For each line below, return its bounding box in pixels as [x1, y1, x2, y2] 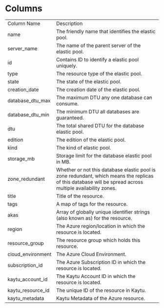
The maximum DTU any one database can [56, 94, 152, 101]
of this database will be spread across [56, 178, 143, 185]
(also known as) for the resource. [56, 214, 133, 221]
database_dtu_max [7, 97, 51, 104]
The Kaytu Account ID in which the [56, 273, 136, 280]
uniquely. [56, 62, 78, 69]
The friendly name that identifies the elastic [56, 28, 156, 35]
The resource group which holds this [56, 237, 141, 243]
